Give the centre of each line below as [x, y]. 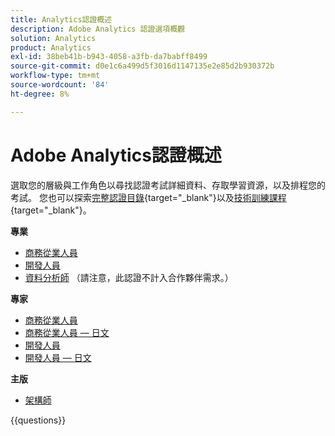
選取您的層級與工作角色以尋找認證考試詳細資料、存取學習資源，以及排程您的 [168, 185]
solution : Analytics [53, 38]
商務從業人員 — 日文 [67, 332]
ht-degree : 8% [40, 94]
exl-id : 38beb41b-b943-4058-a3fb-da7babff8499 [109, 57]
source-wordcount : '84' [60, 85]
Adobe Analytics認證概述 [116, 155]
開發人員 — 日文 [58, 357]
